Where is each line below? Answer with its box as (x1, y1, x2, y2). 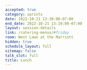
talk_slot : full (5, 53, 38, 58)
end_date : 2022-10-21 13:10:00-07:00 (5, 21, 83, 26)
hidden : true (5, 39, 32, 44)
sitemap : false (5, 48, 36, 53)
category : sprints (5, 12, 43, 17)
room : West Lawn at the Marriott (5, 35, 74, 40)
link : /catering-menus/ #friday (5, 30, 69, 35)
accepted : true (5, 7, 36, 12)
